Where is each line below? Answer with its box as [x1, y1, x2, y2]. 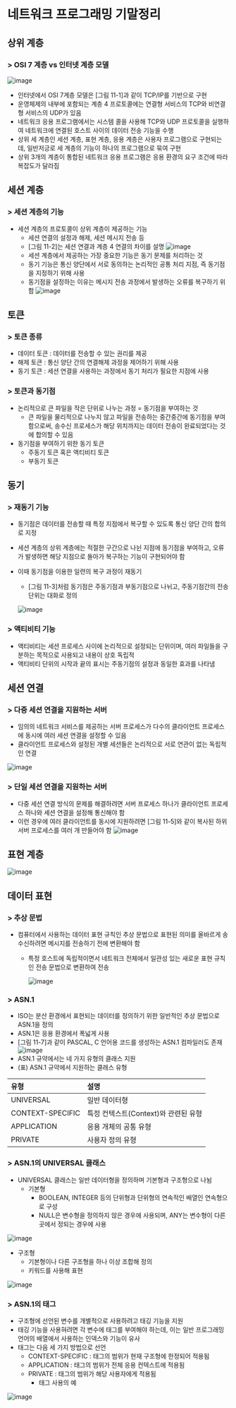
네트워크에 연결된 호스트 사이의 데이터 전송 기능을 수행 [25, 126, 174, 134]
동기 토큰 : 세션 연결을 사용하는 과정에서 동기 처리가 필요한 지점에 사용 [17, 367, 209, 375]
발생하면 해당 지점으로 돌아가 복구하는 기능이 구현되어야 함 [25, 552, 185, 561]
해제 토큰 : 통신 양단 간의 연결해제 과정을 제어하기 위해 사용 [17, 358, 180, 367]
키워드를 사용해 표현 [27, 1266, 83, 1274]
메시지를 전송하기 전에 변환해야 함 [48, 939, 141, 947]
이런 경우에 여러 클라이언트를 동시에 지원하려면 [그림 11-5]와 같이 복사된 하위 [17, 817, 228, 825]
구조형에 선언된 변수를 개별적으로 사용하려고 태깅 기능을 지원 [17, 1316, 184, 1325]
